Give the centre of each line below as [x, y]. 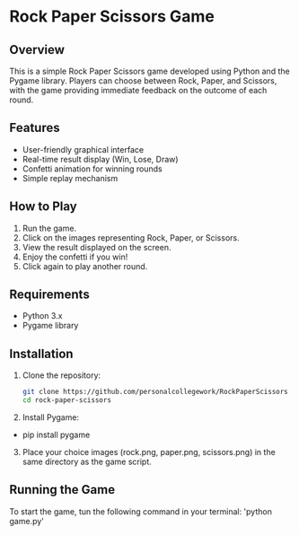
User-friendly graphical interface [83, 149]
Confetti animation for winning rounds [92, 169]
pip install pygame [56, 434]
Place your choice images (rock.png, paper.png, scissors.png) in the [149, 452]
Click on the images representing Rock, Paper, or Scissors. [131, 237]
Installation [41, 353]
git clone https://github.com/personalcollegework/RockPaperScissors [155, 392]
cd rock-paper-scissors [67, 400]
